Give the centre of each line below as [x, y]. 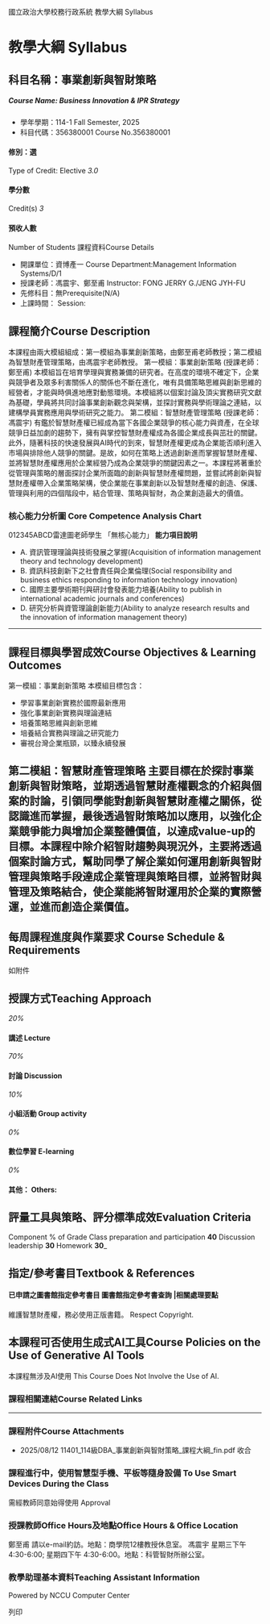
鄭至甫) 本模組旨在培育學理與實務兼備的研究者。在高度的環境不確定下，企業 [134, 372]
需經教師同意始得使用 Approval [59, 1502]
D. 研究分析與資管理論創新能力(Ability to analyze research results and [135, 608]
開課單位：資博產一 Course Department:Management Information [128, 264]
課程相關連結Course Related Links [76, 1399]
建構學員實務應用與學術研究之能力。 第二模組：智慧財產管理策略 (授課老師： [135, 412]
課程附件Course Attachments [66, 1431]
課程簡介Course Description [79, 331]
